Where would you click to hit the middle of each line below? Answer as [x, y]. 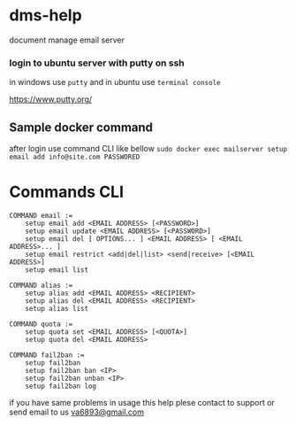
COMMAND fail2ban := [47, 355]
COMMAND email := [41, 215]
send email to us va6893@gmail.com [76, 412]
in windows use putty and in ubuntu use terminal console [115, 82]
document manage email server [67, 40]
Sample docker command [81, 127]
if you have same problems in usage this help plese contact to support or [142, 402]
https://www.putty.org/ [51, 99]
